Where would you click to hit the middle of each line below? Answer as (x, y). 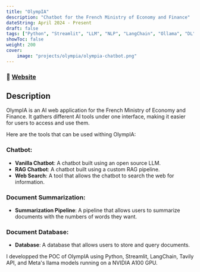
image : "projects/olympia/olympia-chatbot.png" (77, 56)
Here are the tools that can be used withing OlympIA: (71, 135)
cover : (14, 51)
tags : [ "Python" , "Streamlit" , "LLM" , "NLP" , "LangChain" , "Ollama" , (94, 34)
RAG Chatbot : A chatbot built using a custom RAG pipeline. (87, 169)
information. (29, 182)
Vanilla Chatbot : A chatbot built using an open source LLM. (88, 163)
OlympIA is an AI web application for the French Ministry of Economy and (96, 110)
